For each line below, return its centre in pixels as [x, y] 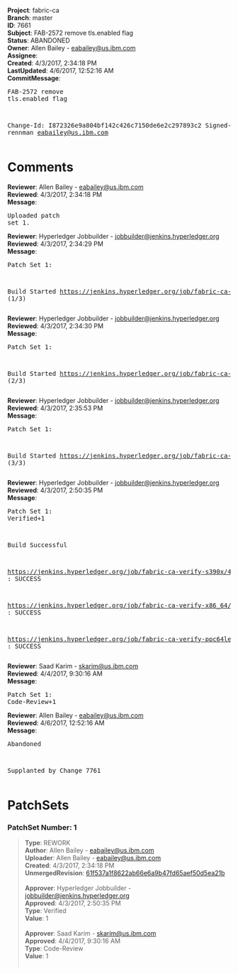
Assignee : [23, 55]
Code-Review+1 [32, 702]
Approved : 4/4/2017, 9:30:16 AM [73, 941]
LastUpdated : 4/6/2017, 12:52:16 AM [61, 71]
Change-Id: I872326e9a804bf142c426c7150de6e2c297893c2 [104, 125]
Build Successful [37, 545]
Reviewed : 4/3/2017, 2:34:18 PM [55, 194]
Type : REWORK [47, 843]
